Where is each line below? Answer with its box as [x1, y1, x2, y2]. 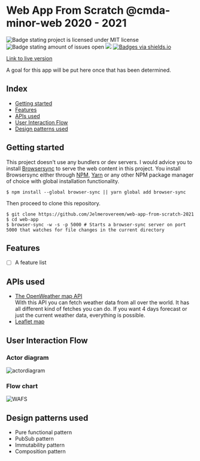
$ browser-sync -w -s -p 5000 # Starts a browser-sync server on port [6, 222, 186, 228]
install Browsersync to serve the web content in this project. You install [6, 165, 181, 172]
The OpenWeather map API [14, 293, 83, 300]
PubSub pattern [14, 435, 54, 442]
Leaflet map [14, 318, 45, 325]
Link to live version [6, 54, 53, 62]
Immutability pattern [14, 441, 65, 449]
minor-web [6, 16, 62, 30]
